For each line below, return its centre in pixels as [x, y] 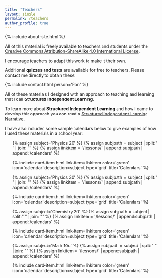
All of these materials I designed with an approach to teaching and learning [80, 94]
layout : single [20, 14]
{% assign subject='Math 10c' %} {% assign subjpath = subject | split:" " [84, 246]
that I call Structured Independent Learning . [50, 99]
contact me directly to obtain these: [40, 75]
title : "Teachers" [23, 9]
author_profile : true [27, 23]
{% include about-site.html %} [35, 37]
